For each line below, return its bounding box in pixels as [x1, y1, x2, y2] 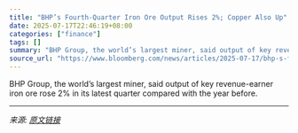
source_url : [9, 54, 53, 63]
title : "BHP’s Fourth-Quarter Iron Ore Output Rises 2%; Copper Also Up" [9, 12, 288, 22]
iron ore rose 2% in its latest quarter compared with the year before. [9, 88, 258, 98]
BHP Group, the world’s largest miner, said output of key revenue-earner [9, 79, 273, 89]
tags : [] [9, 37, 42, 47]
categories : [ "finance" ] [9, 29, 101, 38]
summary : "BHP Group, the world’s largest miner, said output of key [9, 46, 272, 55]
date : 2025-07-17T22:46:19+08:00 [9, 21, 133, 30]
